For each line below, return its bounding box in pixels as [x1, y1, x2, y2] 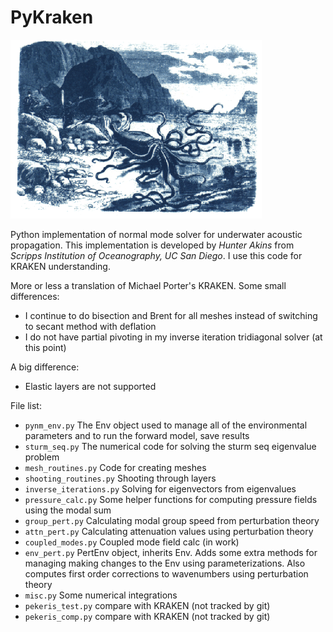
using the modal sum [24, 504, 112, 516]
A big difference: [10, 361, 80, 373]
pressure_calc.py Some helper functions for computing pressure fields [24, 493, 318, 505]
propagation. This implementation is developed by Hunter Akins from [10, 239, 295, 251]
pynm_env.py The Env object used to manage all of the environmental [24, 419, 308, 431]
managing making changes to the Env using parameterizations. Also [24, 557, 306, 569]
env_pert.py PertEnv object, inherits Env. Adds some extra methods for [24, 546, 318, 558]
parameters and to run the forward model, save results [24, 429, 250, 441]
